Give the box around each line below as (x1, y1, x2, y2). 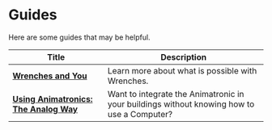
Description (160, 51, 207, 62)
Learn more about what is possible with (107, 65, 257, 76)
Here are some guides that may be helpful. (8, 32, 151, 42)
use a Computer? (107, 108, 172, 120)
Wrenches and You (12, 70, 87, 82)
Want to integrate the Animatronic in (107, 88, 244, 99)
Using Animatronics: (12, 93, 93, 104)
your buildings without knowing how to (107, 99, 255, 110)
